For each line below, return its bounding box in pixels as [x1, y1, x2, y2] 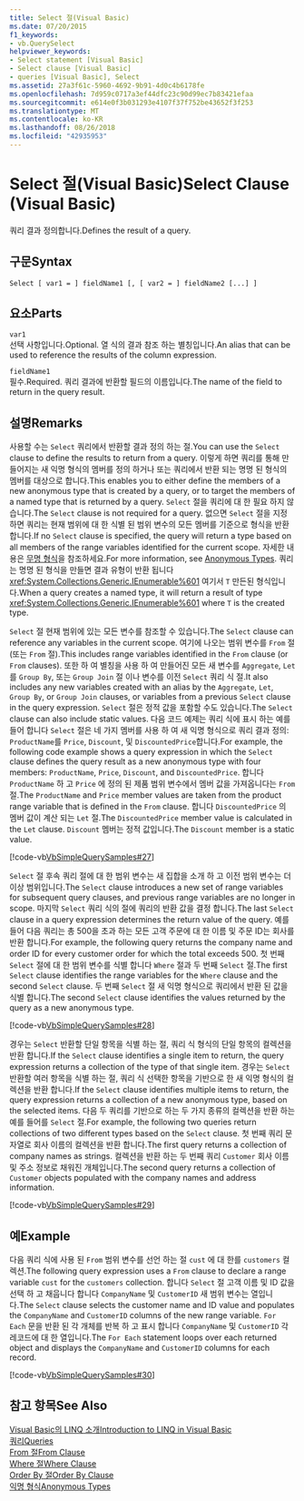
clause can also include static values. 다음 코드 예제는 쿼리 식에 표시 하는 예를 [9, 713, 291, 724]
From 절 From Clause [9, 1446, 86, 1457]
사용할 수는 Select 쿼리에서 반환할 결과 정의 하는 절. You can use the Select [9, 441, 280, 452]
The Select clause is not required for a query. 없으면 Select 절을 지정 [33, 508, 288, 519]
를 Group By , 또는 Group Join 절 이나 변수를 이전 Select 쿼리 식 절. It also [9, 671, 269, 682]
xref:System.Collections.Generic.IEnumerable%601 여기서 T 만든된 [9, 576, 255, 587]
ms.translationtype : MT [9, 106, 100, 116]
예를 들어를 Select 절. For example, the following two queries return [9, 1116, 257, 1128]
